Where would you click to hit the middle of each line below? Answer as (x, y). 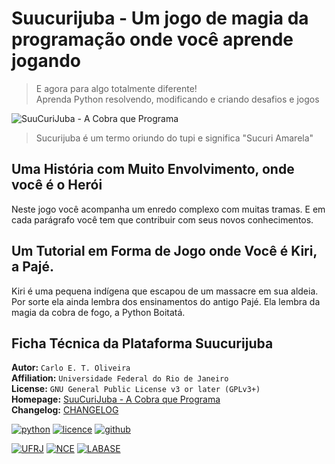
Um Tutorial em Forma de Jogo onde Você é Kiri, (164, 251)
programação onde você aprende (152, 39)
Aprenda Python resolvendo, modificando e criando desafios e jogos (177, 99)
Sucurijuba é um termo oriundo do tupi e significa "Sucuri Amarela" (174, 138)
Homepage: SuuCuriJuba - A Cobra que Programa (116, 399)
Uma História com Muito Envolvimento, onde (153, 169)
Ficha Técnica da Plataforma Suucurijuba (142, 343)
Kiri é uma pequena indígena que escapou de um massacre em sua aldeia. (165, 291)
